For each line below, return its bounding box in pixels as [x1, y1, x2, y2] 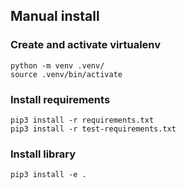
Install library [10, 147, 77, 161]
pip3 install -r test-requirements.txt [10, 124, 177, 134]
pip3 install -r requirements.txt [10, 115, 155, 125]
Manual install [10, 8, 100, 25]
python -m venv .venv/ [10, 60, 105, 71]
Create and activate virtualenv [10, 38, 162, 52]
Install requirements [10, 92, 111, 106]
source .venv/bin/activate [10, 69, 123, 79]
